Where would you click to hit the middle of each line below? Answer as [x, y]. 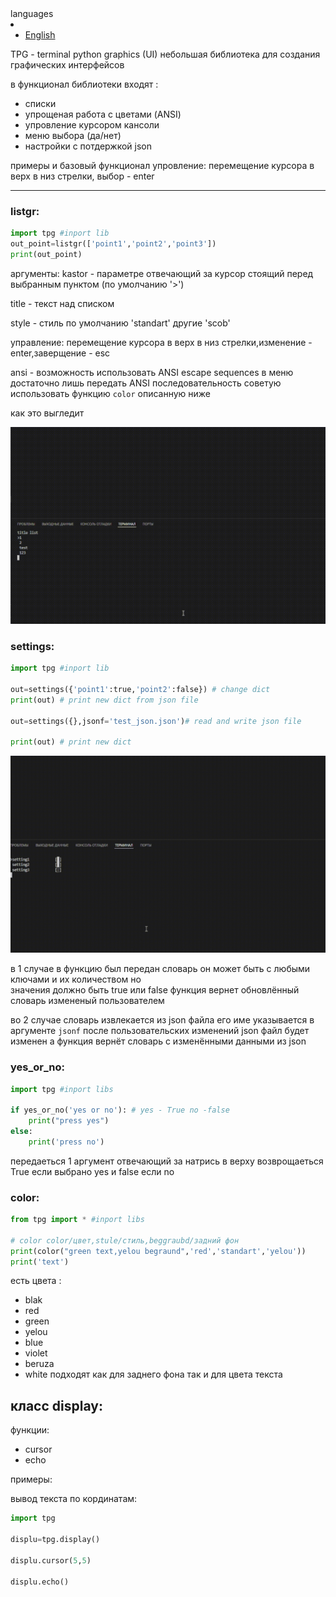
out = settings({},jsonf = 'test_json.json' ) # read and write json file [156, 721]
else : [21, 1132]
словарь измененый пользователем [87, 1001]
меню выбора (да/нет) [73, 135]
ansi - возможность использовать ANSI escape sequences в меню [152, 372]
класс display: [56, 1405]
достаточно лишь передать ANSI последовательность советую [146, 383]
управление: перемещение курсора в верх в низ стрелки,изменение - [161, 342]
